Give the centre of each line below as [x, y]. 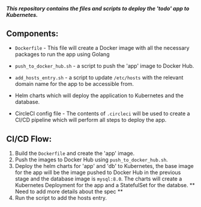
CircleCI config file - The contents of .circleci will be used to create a [102, 113]
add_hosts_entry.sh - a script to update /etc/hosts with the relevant [99, 77]
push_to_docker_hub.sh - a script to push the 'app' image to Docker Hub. [104, 66]
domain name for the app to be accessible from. [74, 84]
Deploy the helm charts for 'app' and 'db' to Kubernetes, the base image [104, 166]
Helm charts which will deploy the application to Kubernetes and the [99, 95]
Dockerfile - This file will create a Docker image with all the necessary [102, 48]
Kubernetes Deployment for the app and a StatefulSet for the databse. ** [105, 185]
